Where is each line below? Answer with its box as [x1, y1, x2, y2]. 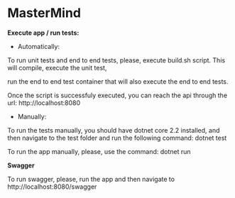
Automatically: [17, 42, 60, 50]
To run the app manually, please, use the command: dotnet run [7, 147, 191, 155]
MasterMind [7, 5, 82, 21]
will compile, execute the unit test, [7, 63, 107, 72]
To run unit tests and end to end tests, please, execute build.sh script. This [7, 55, 226, 65]
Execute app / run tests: [7, 28, 80, 37]
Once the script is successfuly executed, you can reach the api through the [7, 91, 228, 99]
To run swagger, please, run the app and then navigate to [7, 175, 175, 183]
